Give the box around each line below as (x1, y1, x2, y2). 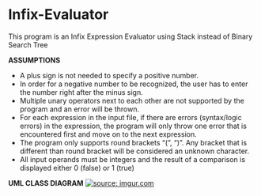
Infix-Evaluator (8, 6, 109, 24)
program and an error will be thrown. (19, 104, 140, 114)
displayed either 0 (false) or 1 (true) (19, 163, 134, 172)
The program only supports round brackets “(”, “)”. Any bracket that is (19, 138, 248, 147)
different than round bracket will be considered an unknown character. (19, 146, 250, 156)
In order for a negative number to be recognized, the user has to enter (19, 79, 248, 89)
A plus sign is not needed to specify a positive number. (19, 70, 199, 80)
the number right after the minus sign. (19, 87, 144, 96)
